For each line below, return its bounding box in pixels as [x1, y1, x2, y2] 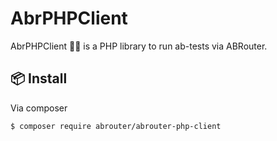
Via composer [10, 102, 68, 114]
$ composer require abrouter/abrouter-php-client [10, 121, 222, 131]
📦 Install [10, 70, 68, 87]
